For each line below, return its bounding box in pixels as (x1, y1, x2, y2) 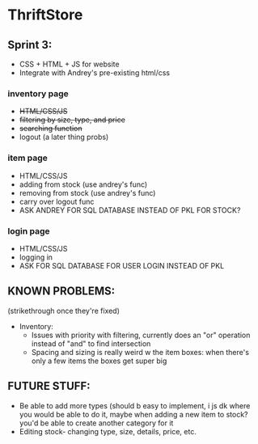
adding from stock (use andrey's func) (19, 180, 148, 189)
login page (7, 225, 50, 236)
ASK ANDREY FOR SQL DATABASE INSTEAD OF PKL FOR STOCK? (19, 205, 241, 215)
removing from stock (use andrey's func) (19, 188, 156, 197)
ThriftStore (7, 6, 83, 24)
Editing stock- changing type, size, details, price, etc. (19, 426, 197, 436)
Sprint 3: (7, 38, 53, 52)
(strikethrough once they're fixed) (7, 306, 121, 315)
